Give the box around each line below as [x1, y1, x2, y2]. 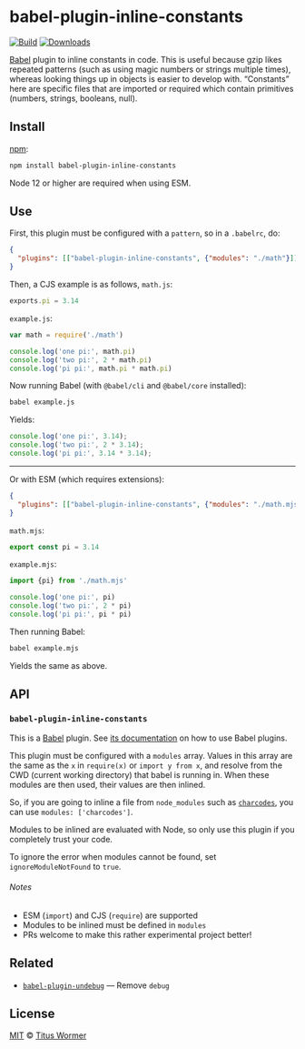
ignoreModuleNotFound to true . [9, 861, 122, 872]
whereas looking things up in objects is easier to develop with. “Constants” [9, 73, 290, 84]
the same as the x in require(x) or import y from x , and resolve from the [9, 760, 283, 771]
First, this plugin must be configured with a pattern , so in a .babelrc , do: [9, 227, 280, 238]
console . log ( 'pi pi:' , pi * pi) [9, 610, 132, 620]
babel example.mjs [9, 643, 79, 652]
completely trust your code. [9, 833, 113, 844]
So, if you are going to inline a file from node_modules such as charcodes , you [9, 796, 294, 807]
